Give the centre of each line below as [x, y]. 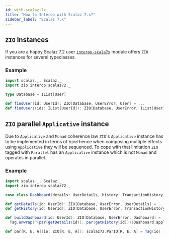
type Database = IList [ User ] [36, 95]
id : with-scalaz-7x [26, 10]
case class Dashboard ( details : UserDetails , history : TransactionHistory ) [85, 195]
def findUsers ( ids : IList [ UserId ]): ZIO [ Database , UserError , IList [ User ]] [86, 108]
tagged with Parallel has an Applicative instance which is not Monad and [81, 152]
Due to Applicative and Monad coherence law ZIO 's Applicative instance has [84, 136]
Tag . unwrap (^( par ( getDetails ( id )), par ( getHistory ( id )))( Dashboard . [83, 222]
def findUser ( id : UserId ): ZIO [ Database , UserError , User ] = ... [75, 104]
